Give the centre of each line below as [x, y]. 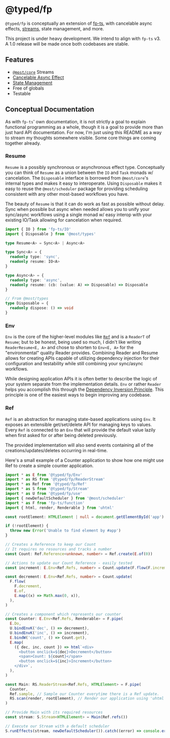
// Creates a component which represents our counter [63, 614]
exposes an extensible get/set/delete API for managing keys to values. [79, 424]
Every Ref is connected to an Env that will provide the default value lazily [80, 430]
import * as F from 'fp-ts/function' [45, 503]
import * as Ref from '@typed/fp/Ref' [46, 484]
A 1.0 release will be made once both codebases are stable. [67, 44]
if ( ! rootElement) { [27, 526]
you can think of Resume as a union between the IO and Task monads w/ [79, 172]
